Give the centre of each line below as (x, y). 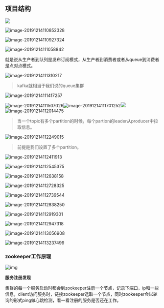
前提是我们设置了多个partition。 (49, 147)
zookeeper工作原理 (28, 256)
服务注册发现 (18, 277)
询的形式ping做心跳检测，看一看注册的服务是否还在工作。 (63, 300)
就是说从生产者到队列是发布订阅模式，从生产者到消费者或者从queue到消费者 (82, 59)
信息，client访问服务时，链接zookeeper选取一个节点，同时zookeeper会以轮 (81, 294)
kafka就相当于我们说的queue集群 (50, 86)
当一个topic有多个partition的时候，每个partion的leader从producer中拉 (87, 121)
